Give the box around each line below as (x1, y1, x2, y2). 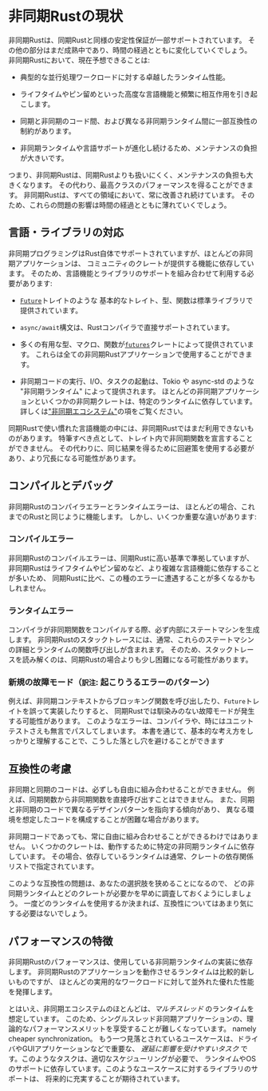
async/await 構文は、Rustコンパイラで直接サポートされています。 (19, 322, 234, 332)
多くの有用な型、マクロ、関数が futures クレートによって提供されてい (19, 339, 247, 348)
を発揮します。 (8, 987, 57, 997)
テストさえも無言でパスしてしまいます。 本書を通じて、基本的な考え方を (8, 727, 247, 736)
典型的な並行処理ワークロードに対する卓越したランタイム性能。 (19, 72, 230, 82)
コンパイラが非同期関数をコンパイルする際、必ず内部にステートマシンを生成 (8, 625, 260, 635)
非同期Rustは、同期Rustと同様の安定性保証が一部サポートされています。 (8, 35, 246, 45)
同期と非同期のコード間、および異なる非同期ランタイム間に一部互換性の (19, 116, 258, 125)
